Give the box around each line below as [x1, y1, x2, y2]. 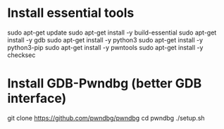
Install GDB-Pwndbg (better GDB [7, 75, 202, 92]
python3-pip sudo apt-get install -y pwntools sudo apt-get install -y [7, 43, 204, 51]
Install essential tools [7, 5, 135, 21]
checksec [7, 51, 36, 59]
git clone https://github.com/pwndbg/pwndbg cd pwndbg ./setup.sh [7, 113, 206, 122]
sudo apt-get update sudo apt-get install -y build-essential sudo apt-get [7, 28, 217, 37]
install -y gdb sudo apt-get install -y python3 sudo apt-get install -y [7, 35, 203, 44]
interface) [7, 90, 67, 106]
